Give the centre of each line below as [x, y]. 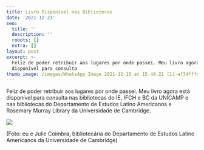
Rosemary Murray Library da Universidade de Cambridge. [79, 111]
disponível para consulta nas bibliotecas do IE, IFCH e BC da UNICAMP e [97, 98]
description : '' [32, 35]
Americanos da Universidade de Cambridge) [62, 140]
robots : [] [25, 40]
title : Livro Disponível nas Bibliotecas [59, 12]
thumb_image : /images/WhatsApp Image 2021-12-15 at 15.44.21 [85, 74]
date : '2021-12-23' [31, 18]
